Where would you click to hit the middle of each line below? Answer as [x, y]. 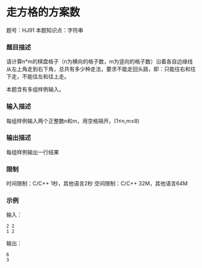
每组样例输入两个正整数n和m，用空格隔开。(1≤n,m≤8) [73, 120]
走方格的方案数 [43, 12]
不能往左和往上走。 [46, 76]
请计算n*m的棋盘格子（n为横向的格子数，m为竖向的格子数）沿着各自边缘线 [100, 61]
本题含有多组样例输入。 [35, 89]
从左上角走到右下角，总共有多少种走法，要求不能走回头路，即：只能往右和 [98, 69]
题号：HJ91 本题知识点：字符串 [45, 30]
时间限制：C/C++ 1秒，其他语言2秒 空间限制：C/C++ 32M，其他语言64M [97, 184]
